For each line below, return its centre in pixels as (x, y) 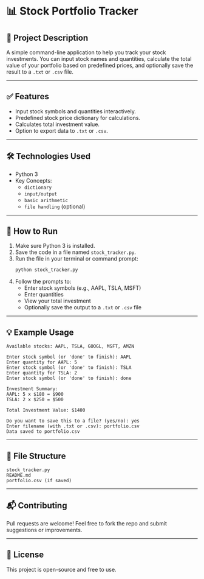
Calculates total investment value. (57, 124)
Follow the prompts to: (43, 282)
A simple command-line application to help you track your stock (86, 52)
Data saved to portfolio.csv (43, 432)
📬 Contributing (37, 506)
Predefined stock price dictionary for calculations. (78, 118)
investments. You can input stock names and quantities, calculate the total (99, 59)
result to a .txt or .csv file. (40, 72)
